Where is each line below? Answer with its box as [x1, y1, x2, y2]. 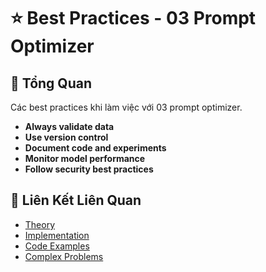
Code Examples [24, 240, 90, 252]
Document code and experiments [24, 142, 167, 154]
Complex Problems [24, 250, 104, 262]
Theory [24, 218, 56, 230]
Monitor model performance [24, 153, 146, 164]
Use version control [24, 131, 109, 143]
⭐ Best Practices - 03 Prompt [10, 7, 257, 30]
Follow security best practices [24, 163, 154, 175]
